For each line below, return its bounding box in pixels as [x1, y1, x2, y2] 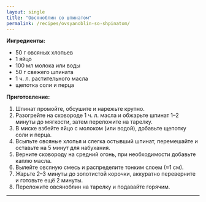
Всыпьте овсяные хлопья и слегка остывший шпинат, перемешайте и [15, 138, 198, 145]
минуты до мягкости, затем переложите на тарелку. [15, 118, 153, 125]
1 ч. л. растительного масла [15, 75, 88, 83]
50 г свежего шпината [15, 69, 74, 76]
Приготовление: [6, 93, 50, 101]
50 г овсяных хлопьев [15, 49, 74, 56]
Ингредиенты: [6, 37, 46, 45]
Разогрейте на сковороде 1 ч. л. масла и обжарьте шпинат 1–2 [15, 111, 179, 119]
